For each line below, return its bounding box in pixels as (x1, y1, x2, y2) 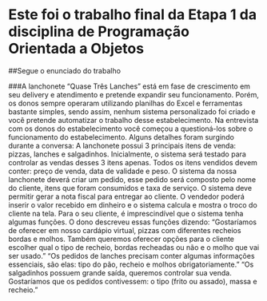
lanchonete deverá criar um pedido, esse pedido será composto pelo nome (8, 174, 257, 184)
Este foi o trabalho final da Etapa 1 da (8, 6, 257, 24)
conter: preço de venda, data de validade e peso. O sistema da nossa (8, 166, 237, 176)
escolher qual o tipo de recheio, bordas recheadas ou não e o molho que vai (8, 242, 260, 252)
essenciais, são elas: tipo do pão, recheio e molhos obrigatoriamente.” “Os (8, 259, 254, 269)
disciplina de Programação (8, 22, 190, 41)
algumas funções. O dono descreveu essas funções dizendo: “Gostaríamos (8, 217, 257, 227)
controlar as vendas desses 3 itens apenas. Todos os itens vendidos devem (8, 157, 258, 167)
